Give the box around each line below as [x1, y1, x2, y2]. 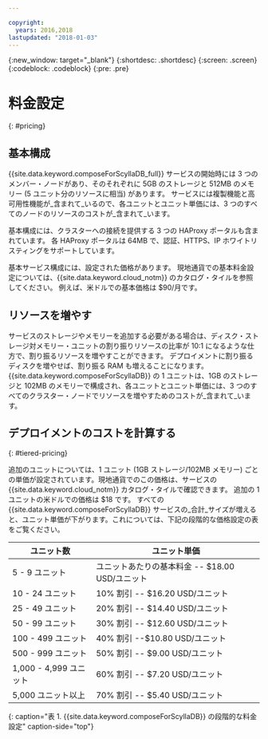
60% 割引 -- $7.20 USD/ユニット [95, 668, 223, 679]
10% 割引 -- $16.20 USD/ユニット [95, 587, 229, 599]
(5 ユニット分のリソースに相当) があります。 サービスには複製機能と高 [23, 189, 255, 199]
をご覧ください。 [8, 524, 65, 534]
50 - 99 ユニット [12, 618, 77, 629]
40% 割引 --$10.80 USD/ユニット [95, 632, 227, 643]
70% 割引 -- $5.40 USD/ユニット [95, 690, 223, 701]
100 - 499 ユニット [12, 632, 88, 643]
